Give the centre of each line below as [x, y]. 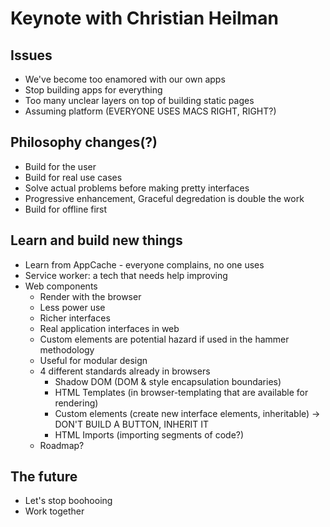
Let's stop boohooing [68, 501]
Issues [31, 55]
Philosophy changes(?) [84, 142]
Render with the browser [90, 296]
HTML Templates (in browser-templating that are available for [181, 392]
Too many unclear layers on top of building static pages [139, 100]
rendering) [76, 403]
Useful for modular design [93, 360]
